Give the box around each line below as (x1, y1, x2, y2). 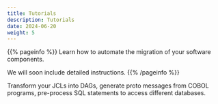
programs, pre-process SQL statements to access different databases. (7, 89, 206, 97)
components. (7, 55, 44, 64)
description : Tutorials (7, 16, 75, 23)
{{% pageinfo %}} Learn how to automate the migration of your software (7, 48, 212, 56)
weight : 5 (7, 29, 36, 36)
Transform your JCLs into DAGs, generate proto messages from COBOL (7, 81, 210, 90)
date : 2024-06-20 (7, 23, 57, 29)
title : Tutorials (7, 10, 57, 17)
